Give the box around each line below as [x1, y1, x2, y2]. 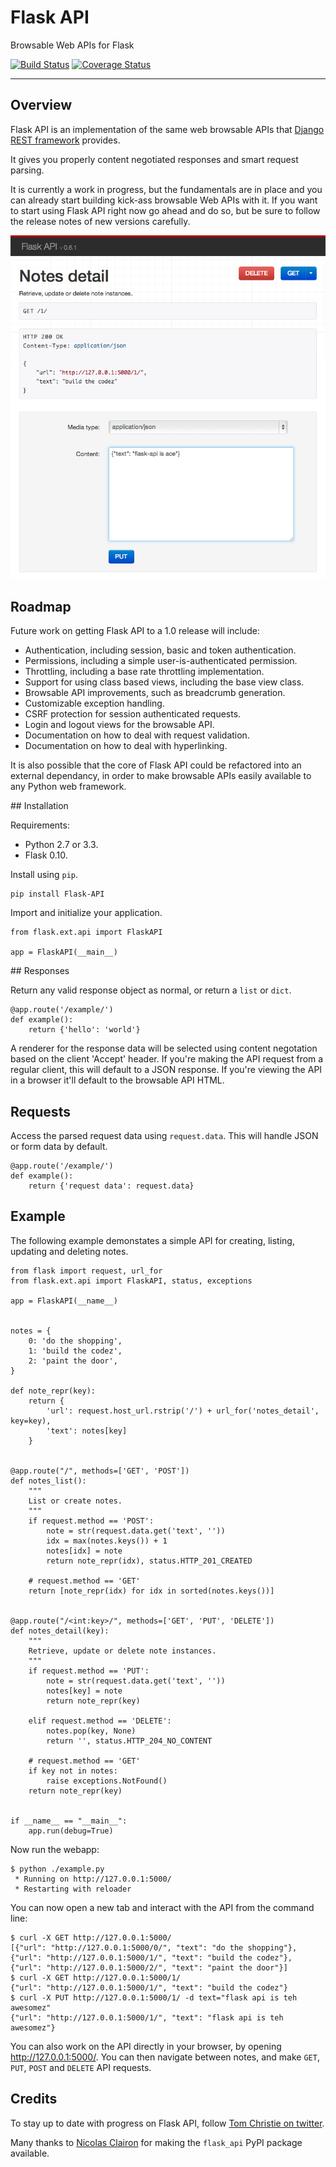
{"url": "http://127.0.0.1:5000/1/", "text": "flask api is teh [10, 2012, 284, 2023]
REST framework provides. [10, 134, 121, 146]
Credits [10, 2091, 58, 2108]
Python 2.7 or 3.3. [24, 839, 99, 851]
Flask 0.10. [24, 849, 68, 861]
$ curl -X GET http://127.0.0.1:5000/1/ [10, 1972, 182, 1983]
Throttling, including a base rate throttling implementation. [24, 666, 265, 678]
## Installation [10, 800, 69, 812]
